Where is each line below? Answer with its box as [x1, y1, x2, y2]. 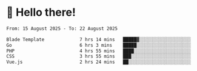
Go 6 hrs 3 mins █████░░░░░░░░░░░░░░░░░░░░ [6, 42, 191, 48]
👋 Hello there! [6, 5, 76, 19]
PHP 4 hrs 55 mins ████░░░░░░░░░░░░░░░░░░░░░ [6, 48, 191, 54]
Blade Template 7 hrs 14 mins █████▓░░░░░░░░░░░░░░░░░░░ [6, 36, 191, 42]
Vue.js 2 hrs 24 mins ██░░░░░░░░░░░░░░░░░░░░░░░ [6, 59, 191, 66]
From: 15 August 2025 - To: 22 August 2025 [6, 25, 118, 32]
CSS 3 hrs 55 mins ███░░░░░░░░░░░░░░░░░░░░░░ [6, 53, 191, 59]
